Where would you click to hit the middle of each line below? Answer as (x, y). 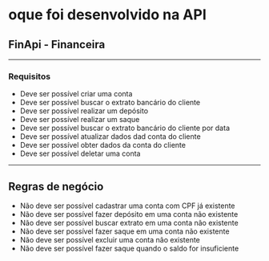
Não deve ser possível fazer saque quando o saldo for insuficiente (129, 249)
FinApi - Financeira (57, 45)
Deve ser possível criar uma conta (76, 94)
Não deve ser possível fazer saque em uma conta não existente (124, 231)
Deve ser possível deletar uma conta (80, 153)
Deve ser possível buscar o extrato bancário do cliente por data (125, 128)
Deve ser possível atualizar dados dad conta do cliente (110, 137)
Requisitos (29, 76)
